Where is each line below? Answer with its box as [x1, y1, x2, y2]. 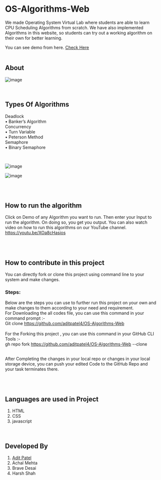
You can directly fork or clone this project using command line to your [5, 271, 145, 277]
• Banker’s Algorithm [5, 118, 47, 124]
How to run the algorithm [5, 201, 82, 210]
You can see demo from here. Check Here [5, 44, 89, 50]
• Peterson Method [5, 134, 44, 140]
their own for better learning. [5, 35, 63, 41]
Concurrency [5, 123, 32, 130]
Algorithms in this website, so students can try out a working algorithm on [5, 30, 153, 36]
